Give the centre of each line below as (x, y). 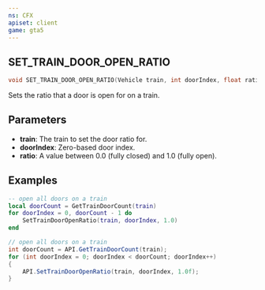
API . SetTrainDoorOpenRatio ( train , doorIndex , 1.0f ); (111, 271)
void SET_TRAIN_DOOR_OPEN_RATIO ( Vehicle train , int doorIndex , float (125, 80)
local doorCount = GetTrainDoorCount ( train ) (82, 206)
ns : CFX (21, 15)
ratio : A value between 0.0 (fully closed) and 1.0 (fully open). (118, 155)
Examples (33, 181)
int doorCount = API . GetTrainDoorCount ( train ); (88, 249)
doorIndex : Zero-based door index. (77, 147)
